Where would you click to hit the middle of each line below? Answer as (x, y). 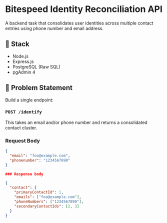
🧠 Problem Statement (39, 88)
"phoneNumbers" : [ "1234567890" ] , (49, 202)
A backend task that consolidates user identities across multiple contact (79, 23)
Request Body (22, 140)
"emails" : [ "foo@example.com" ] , (48, 197)
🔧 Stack (17, 44)
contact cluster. (21, 127)
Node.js (20, 56)
